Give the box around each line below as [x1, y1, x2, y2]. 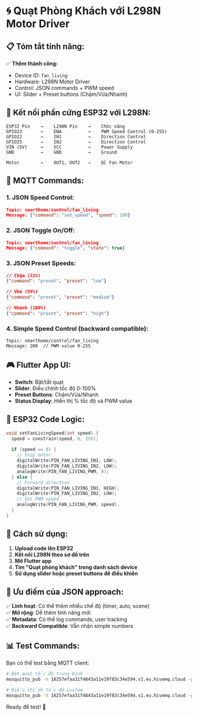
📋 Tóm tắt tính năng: [6, 41, 85, 51]
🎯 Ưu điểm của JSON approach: [6, 587, 124, 597]
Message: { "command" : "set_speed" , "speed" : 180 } [6, 212, 131, 218]
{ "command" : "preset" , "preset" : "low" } [6, 278, 107, 284]
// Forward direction [16, 480, 70, 485]
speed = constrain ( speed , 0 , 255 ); [11, 436, 99, 442]
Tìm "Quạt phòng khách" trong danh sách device [14, 563, 138, 571]
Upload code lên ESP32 [14, 545, 74, 552]
